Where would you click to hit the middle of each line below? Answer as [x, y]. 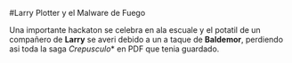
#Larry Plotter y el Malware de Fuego [77, 13]
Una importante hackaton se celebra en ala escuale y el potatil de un [135, 30]
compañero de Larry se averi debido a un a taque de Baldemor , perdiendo [146, 39]
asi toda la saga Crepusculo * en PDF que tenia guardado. [114, 49]
